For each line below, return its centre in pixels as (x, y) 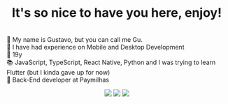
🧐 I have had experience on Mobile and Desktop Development (95, 47)
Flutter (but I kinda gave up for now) (58, 72)
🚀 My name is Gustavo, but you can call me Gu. (74, 39)
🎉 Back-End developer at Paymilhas (58, 80)
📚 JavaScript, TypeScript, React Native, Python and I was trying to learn (111, 62)
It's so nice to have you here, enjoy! (117, 13)
